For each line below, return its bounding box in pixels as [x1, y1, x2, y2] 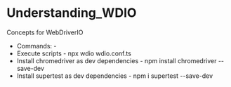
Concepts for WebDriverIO [6, 28, 84, 36]
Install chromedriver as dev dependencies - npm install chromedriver [16, 56, 217, 65]
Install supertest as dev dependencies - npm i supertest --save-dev [16, 72, 213, 80]
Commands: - [16, 41, 57, 50]
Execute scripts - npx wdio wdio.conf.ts [16, 49, 131, 58]
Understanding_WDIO [6, 5, 137, 21]
